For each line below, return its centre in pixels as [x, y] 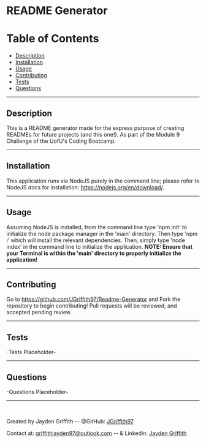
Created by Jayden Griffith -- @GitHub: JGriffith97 [70, 421]
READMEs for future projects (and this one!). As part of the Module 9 [93, 134]
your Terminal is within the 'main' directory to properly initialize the [94, 253]
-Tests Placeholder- [31, 352]
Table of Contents [53, 39]
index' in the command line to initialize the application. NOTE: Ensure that [100, 246]
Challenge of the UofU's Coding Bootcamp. [61, 141]
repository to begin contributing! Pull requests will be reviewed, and [92, 306]
